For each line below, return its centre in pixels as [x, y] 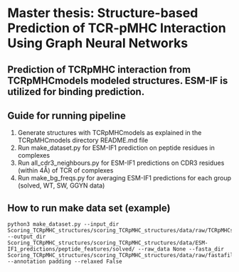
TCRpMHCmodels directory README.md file [83, 141]
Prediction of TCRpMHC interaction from [99, 69]
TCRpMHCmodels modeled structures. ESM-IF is [118, 81]
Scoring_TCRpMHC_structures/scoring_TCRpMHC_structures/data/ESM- [108, 243]
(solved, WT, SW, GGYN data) [61, 185]
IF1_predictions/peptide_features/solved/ [71, 249]
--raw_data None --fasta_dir [181, 249]
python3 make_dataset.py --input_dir [63, 224]
